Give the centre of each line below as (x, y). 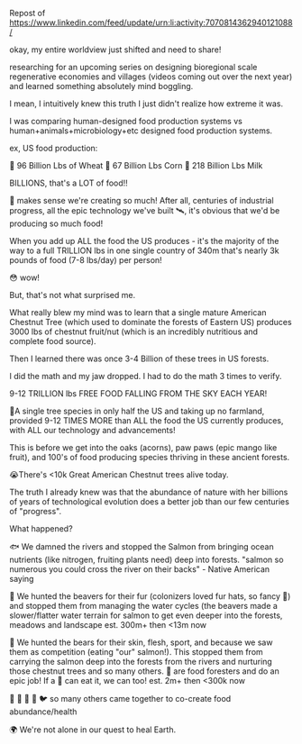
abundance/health (43, 712)
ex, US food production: (54, 148)
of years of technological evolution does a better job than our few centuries (150, 502)
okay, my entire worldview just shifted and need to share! (115, 50)
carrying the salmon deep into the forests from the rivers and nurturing (141, 662)
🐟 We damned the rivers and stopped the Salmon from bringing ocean (142, 547)
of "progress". (36, 511)
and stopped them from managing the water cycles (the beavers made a (143, 606)
